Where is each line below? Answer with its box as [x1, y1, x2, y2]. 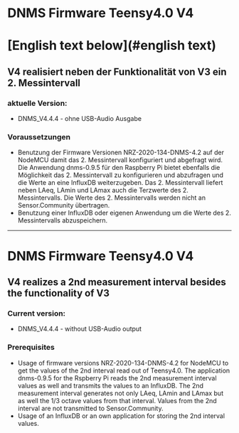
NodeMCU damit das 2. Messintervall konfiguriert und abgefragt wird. [17, 156, 223, 164]
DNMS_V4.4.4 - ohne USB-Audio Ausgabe [17, 114, 142, 123]
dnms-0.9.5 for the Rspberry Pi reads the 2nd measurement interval [17, 373, 217, 382]
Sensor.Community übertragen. [17, 201, 110, 210]
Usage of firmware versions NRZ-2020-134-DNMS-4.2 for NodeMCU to [17, 358, 229, 367]
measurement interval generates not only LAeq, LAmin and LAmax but [17, 389, 224, 397]
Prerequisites [7, 343, 55, 353]
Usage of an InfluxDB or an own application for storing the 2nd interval [17, 411, 225, 420]
